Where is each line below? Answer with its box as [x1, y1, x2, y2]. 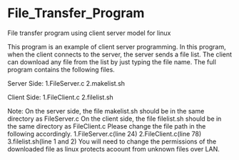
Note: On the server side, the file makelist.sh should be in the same [7, 106, 205, 115]
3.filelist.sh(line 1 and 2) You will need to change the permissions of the [7, 137, 217, 146]
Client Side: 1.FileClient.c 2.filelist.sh [7, 93, 114, 101]
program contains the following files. [7, 65, 116, 74]
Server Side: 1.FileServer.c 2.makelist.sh [7, 79, 126, 87]
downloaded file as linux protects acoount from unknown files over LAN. [7, 144, 220, 153]
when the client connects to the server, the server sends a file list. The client [7, 50, 233, 59]
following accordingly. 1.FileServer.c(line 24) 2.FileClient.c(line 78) [7, 129, 202, 138]
